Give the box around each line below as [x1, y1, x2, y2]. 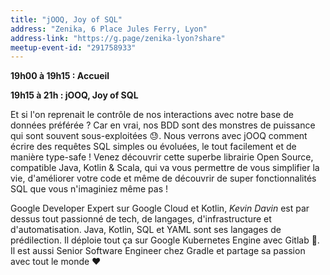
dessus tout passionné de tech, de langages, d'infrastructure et [10, 213, 272, 225]
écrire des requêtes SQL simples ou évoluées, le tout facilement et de [10, 141, 297, 153]
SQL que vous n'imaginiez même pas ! [10, 183, 169, 195]
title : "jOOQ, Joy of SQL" [10, 14, 123, 25]
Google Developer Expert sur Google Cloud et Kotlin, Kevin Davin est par [10, 202, 310, 215]
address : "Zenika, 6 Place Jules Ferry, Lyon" [10, 24, 208, 34]
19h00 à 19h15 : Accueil [10, 70, 110, 82]
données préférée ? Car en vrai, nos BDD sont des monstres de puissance [10, 119, 316, 131]
